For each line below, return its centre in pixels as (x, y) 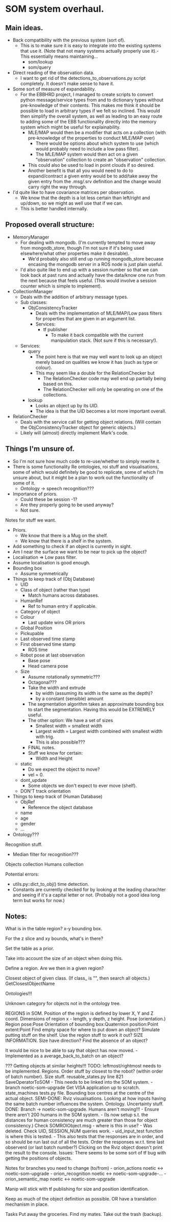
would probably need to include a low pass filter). (88, 149)
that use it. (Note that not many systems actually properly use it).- (90, 51)
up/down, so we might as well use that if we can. (72, 203)
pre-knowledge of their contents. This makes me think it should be (90, 105)
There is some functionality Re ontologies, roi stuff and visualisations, (86, 467)
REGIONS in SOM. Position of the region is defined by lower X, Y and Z (80, 1013)
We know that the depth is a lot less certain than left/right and (85, 198)
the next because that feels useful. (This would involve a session (88, 280)
